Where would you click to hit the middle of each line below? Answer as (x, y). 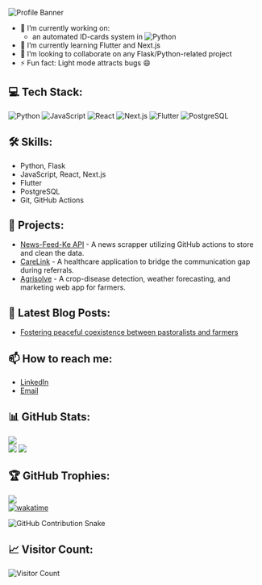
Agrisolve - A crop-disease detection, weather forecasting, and (125, 279)
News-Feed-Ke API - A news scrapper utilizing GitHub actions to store (137, 244)
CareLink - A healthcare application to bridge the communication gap (135, 261)
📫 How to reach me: (60, 359)
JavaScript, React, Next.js (63, 174)
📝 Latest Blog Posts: (60, 313)
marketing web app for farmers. (73, 287)
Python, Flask (43, 165)
